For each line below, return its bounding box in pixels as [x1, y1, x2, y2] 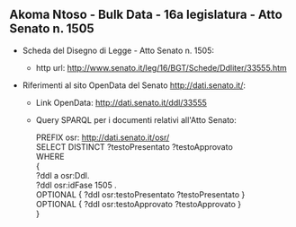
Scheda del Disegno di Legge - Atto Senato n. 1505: [22, 45, 214, 56]
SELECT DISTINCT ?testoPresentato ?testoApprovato [35, 141, 234, 152]
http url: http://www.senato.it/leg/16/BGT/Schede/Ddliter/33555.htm [35, 62, 288, 73]
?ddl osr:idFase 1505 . [35, 179, 117, 190]
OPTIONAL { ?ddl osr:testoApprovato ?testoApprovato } [35, 198, 242, 209]
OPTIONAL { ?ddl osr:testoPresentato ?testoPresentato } [35, 188, 246, 200]
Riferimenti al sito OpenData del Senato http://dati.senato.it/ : [22, 80, 246, 91]
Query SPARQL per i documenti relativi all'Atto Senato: [35, 114, 237, 125]
